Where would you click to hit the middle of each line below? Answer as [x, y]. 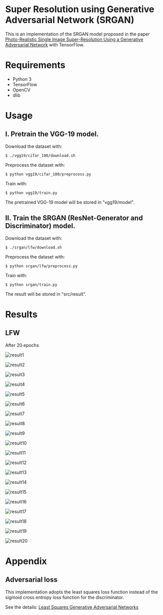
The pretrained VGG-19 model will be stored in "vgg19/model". [70, 202]
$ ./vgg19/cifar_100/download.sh [40, 156]
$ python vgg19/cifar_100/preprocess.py [48, 174]
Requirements [35, 65]
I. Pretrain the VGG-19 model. [52, 134]
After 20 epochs [22, 345]
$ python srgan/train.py [31, 285]
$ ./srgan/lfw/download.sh [34, 247]
